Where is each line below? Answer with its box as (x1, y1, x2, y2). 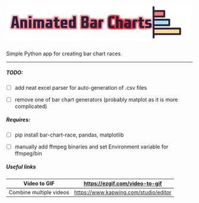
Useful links (6, 163, 37, 170)
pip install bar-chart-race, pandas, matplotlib (14, 131, 124, 138)
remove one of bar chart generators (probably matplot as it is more (14, 96, 178, 103)
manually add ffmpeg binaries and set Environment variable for (14, 143, 169, 150)
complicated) (14, 103, 47, 110)
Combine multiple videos (8, 189, 69, 196)
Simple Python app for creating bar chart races (6, 50, 121, 57)
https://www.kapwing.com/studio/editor (73, 189, 172, 196)
